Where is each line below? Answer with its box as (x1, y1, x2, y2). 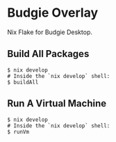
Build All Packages (7, 48, 90, 60)
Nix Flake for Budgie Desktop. (7, 28, 92, 36)
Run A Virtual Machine (7, 97, 106, 109)
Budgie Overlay (7, 5, 99, 21)
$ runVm (7, 128, 30, 135)
